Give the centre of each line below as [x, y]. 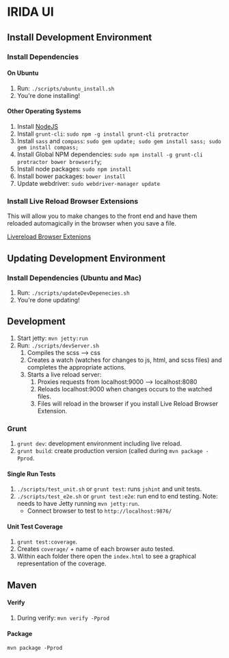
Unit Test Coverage [35, 526]
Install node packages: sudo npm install [74, 169]
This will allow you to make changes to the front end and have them [102, 216]
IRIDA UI [31, 12]
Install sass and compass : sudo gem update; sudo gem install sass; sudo [119, 141]
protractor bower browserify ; [59, 161]
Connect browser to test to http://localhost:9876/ [99, 511]
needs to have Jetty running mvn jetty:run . [78, 504]
